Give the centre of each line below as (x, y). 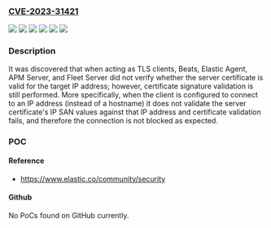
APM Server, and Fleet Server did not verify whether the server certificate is (136, 77)
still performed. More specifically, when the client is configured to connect (133, 94)
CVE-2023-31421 (44, 11)
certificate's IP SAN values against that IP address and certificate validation (135, 112)
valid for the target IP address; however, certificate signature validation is (131, 86)
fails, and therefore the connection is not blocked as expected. (113, 120)
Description (32, 51)
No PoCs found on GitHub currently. (69, 215)
